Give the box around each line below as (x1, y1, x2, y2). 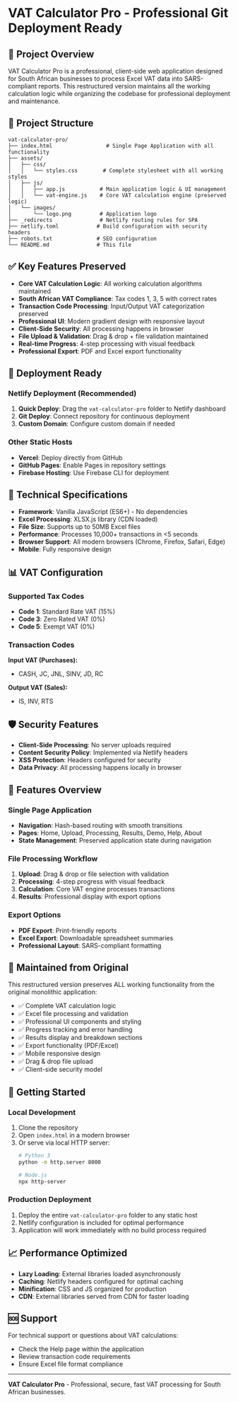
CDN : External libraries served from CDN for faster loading (18, 1292, 189, 1300)
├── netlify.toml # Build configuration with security (8, 223, 208, 230)
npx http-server (18, 1178, 66, 1185)
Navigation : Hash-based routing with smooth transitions (18, 821, 183, 829)
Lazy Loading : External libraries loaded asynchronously (18, 1269, 181, 1278)
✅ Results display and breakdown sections (18, 1034, 143, 1042)
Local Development (8, 1107, 76, 1117)
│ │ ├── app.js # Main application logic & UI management (8, 185, 227, 192)
